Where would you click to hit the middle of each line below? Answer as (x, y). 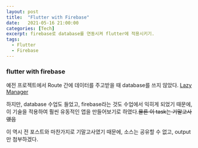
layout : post (22, 12)
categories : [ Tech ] (31, 28)
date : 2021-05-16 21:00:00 (42, 23)
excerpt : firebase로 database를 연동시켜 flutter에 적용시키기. (80, 34)
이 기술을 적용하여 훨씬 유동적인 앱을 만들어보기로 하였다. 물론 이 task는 (89, 112)
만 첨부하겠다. (22, 139)
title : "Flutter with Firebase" (48, 17)
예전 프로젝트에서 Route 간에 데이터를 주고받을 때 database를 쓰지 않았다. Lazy (99, 85)
